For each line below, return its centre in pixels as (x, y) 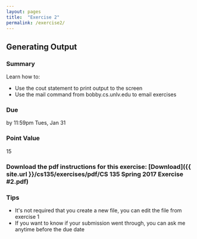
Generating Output (42, 47)
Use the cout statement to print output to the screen (79, 88)
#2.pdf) (17, 181)
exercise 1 (27, 216)
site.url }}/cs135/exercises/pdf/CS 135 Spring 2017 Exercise (95, 174)
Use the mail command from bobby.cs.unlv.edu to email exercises (96, 95)
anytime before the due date (50, 229)
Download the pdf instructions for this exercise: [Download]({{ (99, 166)
